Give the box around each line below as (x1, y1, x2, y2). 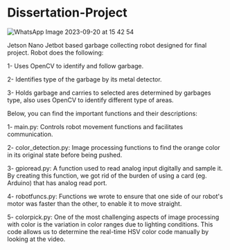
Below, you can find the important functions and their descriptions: (7, 109, 197, 117)
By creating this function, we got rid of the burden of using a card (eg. (7, 171, 207, 180)
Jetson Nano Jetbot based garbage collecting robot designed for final (7, 41, 207, 49)
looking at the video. (7, 235, 66, 243)
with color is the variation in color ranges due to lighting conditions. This (7, 220, 213, 229)
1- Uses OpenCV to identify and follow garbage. (7, 61, 144, 70)
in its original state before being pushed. (7, 151, 123, 159)
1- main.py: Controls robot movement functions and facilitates (7, 122, 184, 131)
